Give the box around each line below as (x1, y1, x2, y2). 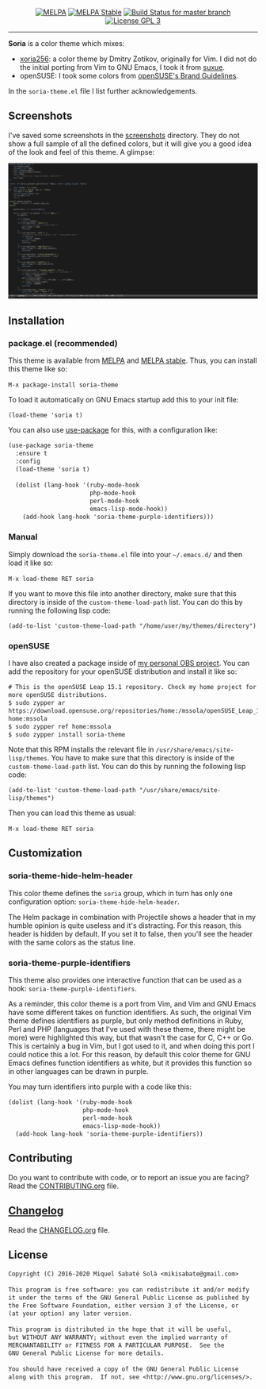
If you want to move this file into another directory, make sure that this (8, 588, 237, 598)
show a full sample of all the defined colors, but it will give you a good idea (8, 139, 252, 148)
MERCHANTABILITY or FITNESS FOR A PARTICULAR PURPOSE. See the (8, 1341, 225, 1349)
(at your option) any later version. (8, 1310, 133, 1318)
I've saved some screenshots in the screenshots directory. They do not (8, 130, 240, 140)
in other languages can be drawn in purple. (8, 1067, 149, 1076)
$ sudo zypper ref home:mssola (8, 723, 112, 731)
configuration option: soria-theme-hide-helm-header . (8, 897, 180, 906)
